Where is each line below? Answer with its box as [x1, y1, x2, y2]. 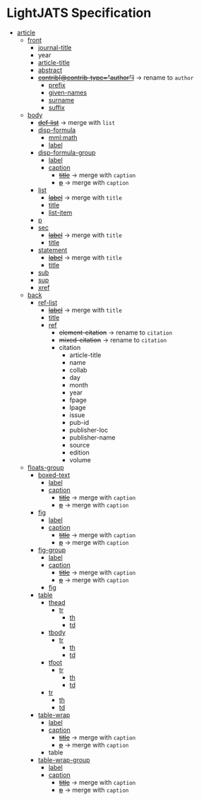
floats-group [27, 463, 64, 471]
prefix [48, 80, 66, 89]
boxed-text [37, 471, 71, 479]
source [69, 440, 90, 449]
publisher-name [69, 433, 116, 442]
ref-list [37, 298, 58, 306]
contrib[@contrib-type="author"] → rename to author [37, 73, 194, 82]
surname [48, 95, 75, 104]
